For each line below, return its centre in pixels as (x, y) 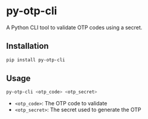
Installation (27, 46)
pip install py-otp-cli (36, 60)
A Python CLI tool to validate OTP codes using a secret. (74, 27)
